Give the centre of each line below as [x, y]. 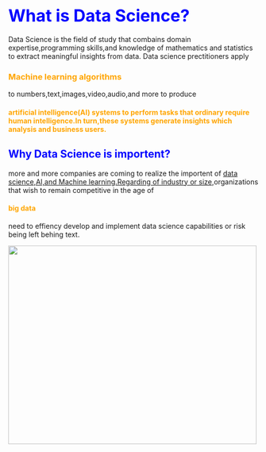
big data [22, 208]
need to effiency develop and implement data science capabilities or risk [127, 226]
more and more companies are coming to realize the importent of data [123, 173]
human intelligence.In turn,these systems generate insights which [120, 121]
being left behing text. [44, 234]
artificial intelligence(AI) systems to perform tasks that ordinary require [129, 112]
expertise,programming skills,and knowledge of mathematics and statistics [131, 48]
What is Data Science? [99, 15]
